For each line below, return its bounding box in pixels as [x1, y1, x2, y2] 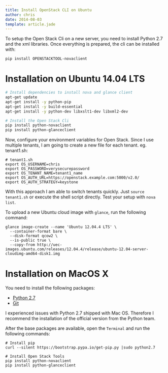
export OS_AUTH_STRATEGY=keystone [5, 180, 79, 185]
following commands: [5, 331, 50, 337]
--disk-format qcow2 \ [10, 234, 58, 239]
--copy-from [10, 242, 36, 247]
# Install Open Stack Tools [5, 354, 65, 359]
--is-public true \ [10, 238, 51, 243]
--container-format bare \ [10, 229, 67, 234]
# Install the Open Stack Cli [5, 118, 70, 123]
